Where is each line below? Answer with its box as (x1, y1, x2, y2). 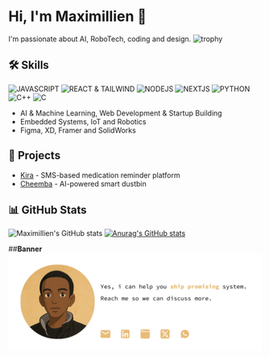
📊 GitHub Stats (8, 203, 87, 216)
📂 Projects (8, 149, 61, 162)
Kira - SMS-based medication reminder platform (19, 170, 180, 180)
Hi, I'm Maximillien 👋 (8, 7, 147, 26)
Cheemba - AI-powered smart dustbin (19, 178, 147, 188)
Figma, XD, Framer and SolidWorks (19, 125, 137, 135)
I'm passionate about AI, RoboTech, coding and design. (8, 34, 192, 44)
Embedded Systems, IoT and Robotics (19, 116, 147, 126)
